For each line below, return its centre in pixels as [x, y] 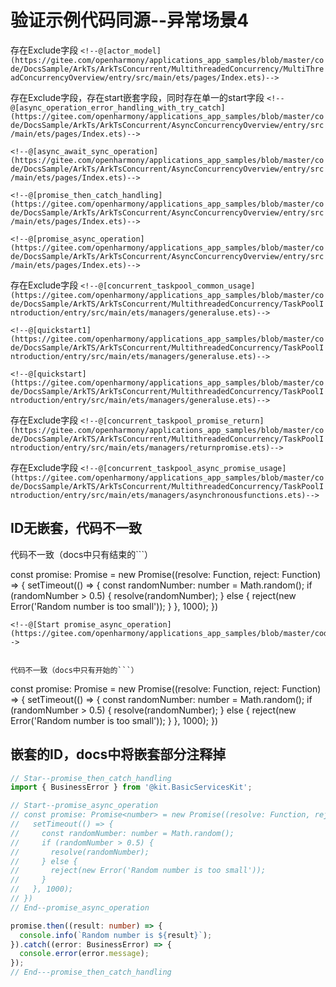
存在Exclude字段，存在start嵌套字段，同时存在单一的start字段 [137, 97]
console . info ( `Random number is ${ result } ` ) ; [116, 935]
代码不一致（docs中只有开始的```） [74, 670]
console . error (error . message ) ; [84, 954]
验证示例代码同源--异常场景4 [130, 20]
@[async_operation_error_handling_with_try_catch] [118, 107]
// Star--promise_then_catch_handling [91, 778]
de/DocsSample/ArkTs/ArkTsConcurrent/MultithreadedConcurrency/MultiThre [167, 69]
